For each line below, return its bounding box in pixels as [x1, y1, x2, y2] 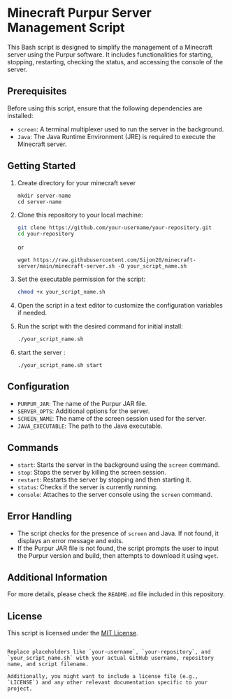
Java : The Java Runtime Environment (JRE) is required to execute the [17, 132, 217, 140]
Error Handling [7, 510, 72, 522]
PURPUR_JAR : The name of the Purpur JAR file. [17, 399, 147, 408]
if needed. [17, 309, 48, 317]
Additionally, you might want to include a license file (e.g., [7, 673, 198, 680]
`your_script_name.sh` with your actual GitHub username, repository [7, 655, 215, 662]
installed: [7, 111, 34, 120]
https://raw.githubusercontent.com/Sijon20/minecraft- [33, 257, 196, 264]
